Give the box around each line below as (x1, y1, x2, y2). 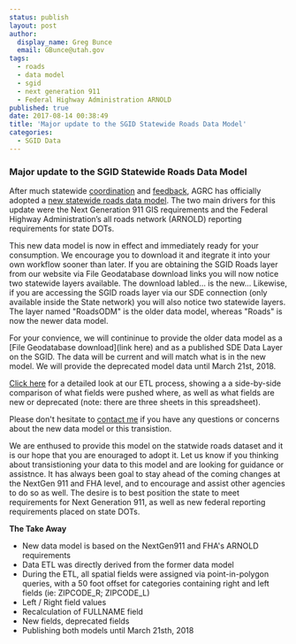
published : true (9, 103, 69, 112)
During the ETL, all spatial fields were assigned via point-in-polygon (21, 569, 269, 579)
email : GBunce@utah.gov (17, 46, 104, 55)
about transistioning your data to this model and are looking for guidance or (9, 459, 285, 470)
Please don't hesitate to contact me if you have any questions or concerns (9, 414, 280, 425)
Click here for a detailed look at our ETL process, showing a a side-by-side (9, 378, 281, 389)
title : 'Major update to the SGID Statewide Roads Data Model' (9, 120, 247, 129)
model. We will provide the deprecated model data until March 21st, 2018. (9, 361, 277, 372)
